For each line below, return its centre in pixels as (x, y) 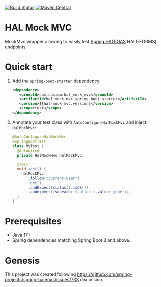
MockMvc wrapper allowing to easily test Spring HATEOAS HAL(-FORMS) (81, 41)
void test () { (32, 169)
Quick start (29, 67)
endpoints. (16, 47)
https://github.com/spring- (104, 274)
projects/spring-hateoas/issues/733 (42, 280)
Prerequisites (34, 221)
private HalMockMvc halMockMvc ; (51, 155)
